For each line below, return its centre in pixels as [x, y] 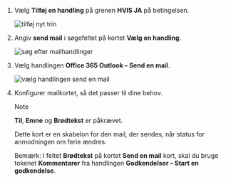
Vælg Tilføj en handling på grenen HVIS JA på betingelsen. [102, 10]
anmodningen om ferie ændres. [60, 142]
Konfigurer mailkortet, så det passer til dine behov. [88, 93]
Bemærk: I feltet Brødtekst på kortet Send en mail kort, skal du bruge [116, 155]
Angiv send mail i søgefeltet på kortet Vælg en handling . [98, 38]
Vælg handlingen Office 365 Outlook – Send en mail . [92, 65]
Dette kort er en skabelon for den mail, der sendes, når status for [109, 134]
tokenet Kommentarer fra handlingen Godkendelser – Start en [106, 163]
